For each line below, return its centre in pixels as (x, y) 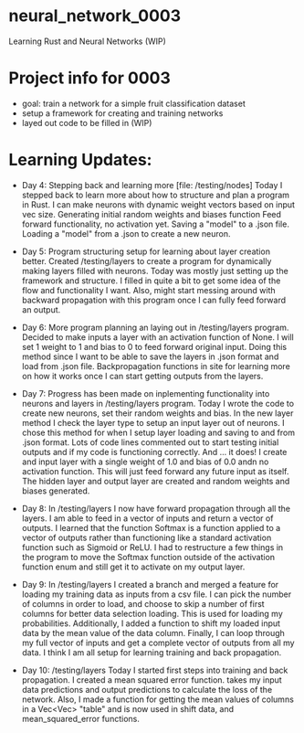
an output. (41, 309)
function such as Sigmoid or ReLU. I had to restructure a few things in (152, 547)
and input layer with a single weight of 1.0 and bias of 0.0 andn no (145, 462)
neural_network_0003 (95, 16)
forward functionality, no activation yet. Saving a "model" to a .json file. (155, 224)
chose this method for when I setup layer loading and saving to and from (158, 432)
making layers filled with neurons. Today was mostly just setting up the (155, 271)
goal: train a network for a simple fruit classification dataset (133, 103)
